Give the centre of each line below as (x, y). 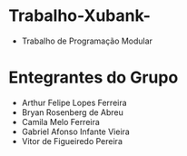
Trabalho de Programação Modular (87, 41)
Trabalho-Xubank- (80, 16)
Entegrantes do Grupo (93, 78)
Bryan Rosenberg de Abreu (73, 112)
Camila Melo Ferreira (61, 122)
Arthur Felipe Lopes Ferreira (74, 102)
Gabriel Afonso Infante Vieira (76, 132)
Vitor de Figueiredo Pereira (72, 141)
